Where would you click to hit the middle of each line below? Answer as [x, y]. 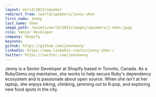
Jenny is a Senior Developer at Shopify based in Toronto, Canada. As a [76, 69]
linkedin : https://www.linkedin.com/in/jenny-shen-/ [60, 50]
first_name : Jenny [24, 19]
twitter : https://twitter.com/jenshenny [47, 55]
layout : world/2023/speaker [34, 10]
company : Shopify [23, 37]
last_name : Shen [21, 23]
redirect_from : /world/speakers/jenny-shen [50, 14]
